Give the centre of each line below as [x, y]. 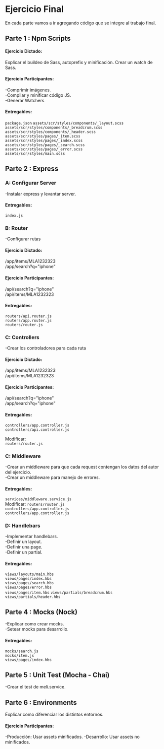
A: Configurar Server [31, 183]
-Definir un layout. [23, 542]
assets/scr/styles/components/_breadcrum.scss [54, 128]
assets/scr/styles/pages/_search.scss [45, 145]
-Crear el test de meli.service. [35, 687]
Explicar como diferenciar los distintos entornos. [54, 715]
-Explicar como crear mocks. [35, 624]
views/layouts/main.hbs [30, 574]
